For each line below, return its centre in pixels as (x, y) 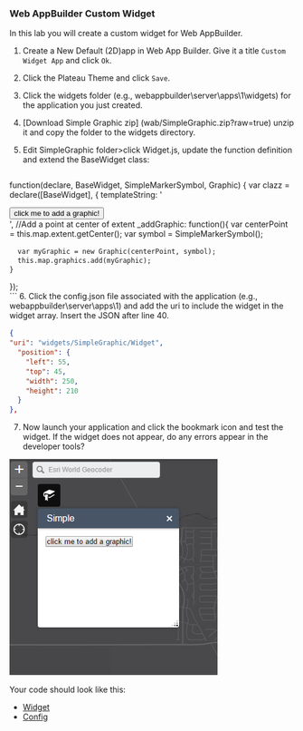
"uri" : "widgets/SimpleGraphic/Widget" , (87, 343)
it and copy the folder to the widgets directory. (109, 132)
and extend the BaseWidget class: (86, 160)
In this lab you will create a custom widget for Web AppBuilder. (126, 34)
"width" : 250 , (52, 381)
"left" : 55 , (48, 362)
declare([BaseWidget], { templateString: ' (86, 195)
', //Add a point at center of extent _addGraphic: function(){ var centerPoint (149, 224)
